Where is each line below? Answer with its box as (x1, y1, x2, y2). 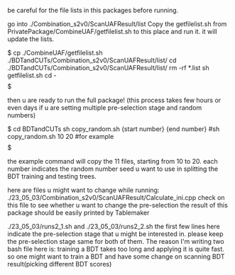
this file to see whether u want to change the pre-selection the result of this (7, 201, 229, 209)
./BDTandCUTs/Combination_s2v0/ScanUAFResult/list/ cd (7, 56, 177, 64)
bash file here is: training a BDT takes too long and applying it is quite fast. (7, 245, 225, 253)
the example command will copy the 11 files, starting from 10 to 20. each (7, 157, 218, 165)
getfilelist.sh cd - (7, 71, 57, 79)
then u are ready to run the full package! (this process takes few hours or (7, 96, 222, 104)
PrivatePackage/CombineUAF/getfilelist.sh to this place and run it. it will (7, 28, 218, 35)
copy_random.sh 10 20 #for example (7, 133, 114, 140)
